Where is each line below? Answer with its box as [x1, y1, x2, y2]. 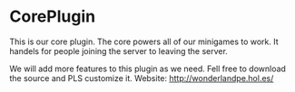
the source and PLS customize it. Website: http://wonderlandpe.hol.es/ [9, 72, 274, 83]
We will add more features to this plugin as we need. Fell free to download [9, 63, 286, 74]
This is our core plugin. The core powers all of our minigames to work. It [9, 36, 279, 47]
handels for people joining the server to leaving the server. [9, 45, 229, 56]
